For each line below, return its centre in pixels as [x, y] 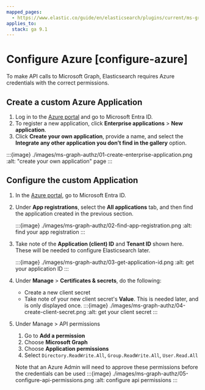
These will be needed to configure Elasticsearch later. [83, 250]
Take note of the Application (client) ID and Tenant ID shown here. [99, 244]
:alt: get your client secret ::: [123, 312]
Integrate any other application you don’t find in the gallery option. [101, 143]
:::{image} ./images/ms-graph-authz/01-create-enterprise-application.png [99, 155]
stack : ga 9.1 [30, 29]
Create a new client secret [57, 292]
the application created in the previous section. [74, 213]
